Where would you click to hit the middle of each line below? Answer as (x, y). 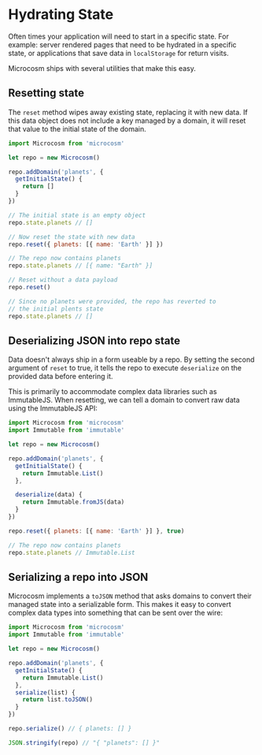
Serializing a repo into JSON (78, 577)
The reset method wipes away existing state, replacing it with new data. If (128, 112)
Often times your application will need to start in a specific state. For (119, 36)
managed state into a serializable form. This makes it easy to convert (120, 604)
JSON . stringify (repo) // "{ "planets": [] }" (84, 742)
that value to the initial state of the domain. (77, 128)
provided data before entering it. (61, 377)
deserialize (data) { (49, 495)
